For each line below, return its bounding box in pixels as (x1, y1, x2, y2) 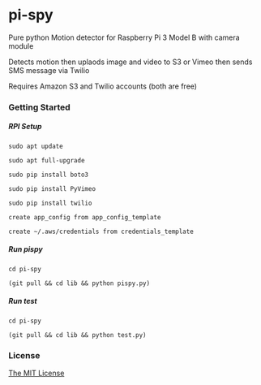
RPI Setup (8, 122, 42, 132)
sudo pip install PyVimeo (8, 184, 96, 192)
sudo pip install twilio (8, 199, 92, 207)
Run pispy (8, 244, 43, 254)
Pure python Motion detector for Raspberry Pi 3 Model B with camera (8, 32, 241, 42)
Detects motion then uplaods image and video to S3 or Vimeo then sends (8, 57, 253, 67)
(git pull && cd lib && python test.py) (8, 331, 148, 339)
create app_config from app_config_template (8, 213, 161, 221)
